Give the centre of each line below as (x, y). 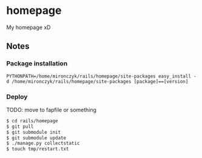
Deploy (17, 96)
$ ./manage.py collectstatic (43, 143)
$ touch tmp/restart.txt (38, 149)
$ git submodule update (36, 138)
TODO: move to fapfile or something (52, 110)
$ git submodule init (34, 132)
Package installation (37, 64)
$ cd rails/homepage (32, 121)
